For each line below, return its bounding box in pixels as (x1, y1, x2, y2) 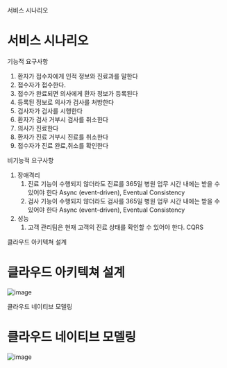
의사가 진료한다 (17, 124, 59, 132)
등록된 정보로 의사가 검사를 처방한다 (17, 98, 115, 106)
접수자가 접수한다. (17, 81, 66, 89)
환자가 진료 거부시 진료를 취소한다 (17, 133, 109, 141)
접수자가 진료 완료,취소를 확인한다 (17, 141, 109, 149)
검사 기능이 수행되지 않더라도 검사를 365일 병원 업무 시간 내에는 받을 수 (27, 196, 221, 205)
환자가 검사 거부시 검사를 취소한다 (17, 115, 109, 124)
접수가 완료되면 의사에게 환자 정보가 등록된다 (17, 89, 139, 97)
